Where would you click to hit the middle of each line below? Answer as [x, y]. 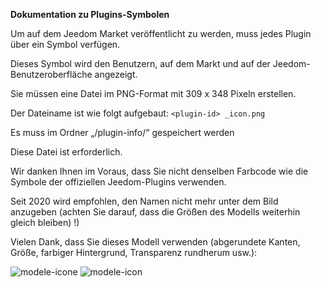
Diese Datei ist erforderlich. [66, 152]
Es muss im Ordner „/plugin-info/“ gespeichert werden [122, 132]
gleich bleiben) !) [45, 222]
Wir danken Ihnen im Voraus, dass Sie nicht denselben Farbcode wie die [159, 171]
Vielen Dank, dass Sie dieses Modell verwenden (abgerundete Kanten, [155, 242]
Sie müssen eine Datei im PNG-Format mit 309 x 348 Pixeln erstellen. [153, 93]
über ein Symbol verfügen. [65, 44]
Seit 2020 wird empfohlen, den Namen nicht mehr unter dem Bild [144, 201]
